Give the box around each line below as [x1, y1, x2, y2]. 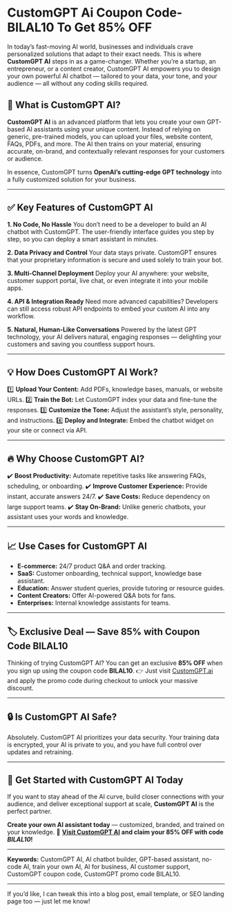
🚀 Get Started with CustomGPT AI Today [7, 774, 184, 786]
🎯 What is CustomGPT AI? [7, 99, 121, 111]
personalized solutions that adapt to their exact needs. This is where [7, 50, 202, 58]
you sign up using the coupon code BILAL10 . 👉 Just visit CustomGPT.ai [7, 666, 213, 675]
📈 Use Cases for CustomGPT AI [7, 540, 147, 551]
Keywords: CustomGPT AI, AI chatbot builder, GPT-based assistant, [7, 855, 201, 864]
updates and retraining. [7, 747, 74, 756]
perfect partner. [7, 808, 52, 816]
